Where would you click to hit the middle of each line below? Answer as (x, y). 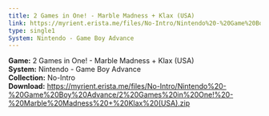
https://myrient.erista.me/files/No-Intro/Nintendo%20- (137, 86)
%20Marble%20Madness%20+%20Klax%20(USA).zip (99, 103)
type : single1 (32, 30)
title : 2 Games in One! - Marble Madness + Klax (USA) (102, 16)
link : (17, 23)
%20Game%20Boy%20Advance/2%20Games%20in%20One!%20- (121, 95)
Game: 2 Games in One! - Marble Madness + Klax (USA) (101, 61)
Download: (27, 86)
